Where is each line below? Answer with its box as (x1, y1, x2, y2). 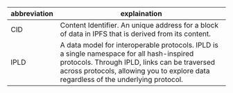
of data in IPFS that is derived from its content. (60, 29, 212, 39)
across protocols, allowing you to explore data (60, 66, 210, 75)
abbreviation (10, 9, 54, 18)
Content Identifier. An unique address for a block (60, 21, 219, 30)
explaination (120, 9, 162, 18)
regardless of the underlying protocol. (60, 75, 184, 84)
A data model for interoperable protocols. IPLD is (60, 41, 218, 50)
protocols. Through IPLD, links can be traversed (60, 58, 216, 67)
